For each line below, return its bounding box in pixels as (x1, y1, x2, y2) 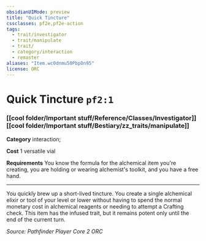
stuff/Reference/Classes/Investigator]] (77, 114, 197, 122)
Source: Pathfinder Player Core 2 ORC (6, 228, 103, 235)
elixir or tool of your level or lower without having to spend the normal (6, 196, 182, 204)
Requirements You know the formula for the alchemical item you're (6, 159, 177, 166)
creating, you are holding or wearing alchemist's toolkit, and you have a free (6, 166, 199, 173)
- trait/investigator (12, 32, 67, 38)
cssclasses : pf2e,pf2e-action (6, 20, 84, 26)
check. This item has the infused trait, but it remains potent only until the (6, 209, 189, 217)
